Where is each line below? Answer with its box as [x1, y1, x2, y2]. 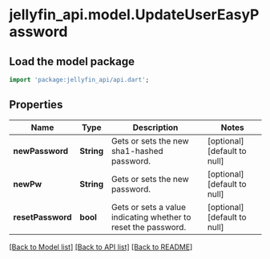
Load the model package [9, 55, 135, 68]
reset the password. [111, 221, 187, 233]
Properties [9, 98, 63, 111]
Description [132, 122, 179, 133]
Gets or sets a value [111, 201, 187, 212]
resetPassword [13, 211, 72, 222]
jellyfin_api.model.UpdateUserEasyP [9, 6, 260, 24]
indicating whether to [111, 211, 191, 222]
